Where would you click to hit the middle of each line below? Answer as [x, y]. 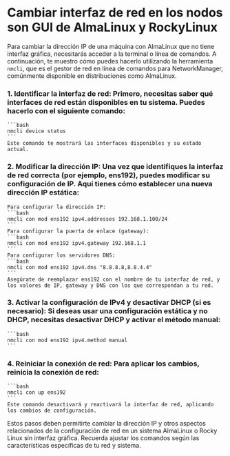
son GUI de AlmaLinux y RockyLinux [113, 27]
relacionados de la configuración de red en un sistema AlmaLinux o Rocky [112, 431]
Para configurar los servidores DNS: [61, 255]
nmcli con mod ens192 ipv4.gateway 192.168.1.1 [77, 243]
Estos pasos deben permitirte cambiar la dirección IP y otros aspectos [107, 424]
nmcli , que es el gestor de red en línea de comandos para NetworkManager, [115, 68]
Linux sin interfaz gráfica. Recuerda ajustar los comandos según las [103, 438]
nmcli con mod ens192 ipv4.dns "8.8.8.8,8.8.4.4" [80, 267]
